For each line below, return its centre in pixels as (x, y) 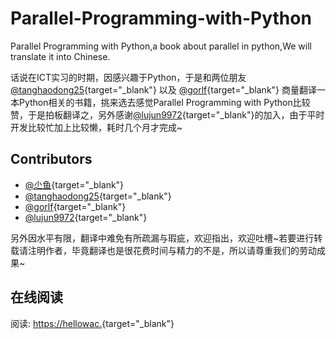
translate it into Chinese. (60, 56)
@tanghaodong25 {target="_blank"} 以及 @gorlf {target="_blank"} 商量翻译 (164, 89)
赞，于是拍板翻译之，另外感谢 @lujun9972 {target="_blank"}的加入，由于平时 (167, 114)
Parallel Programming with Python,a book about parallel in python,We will (161, 46)
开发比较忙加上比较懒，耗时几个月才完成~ (96, 127)
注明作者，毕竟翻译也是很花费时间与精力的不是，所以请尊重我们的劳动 (172, 250)
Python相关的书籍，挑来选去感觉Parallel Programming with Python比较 (164, 102)
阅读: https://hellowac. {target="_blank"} (92, 323)
